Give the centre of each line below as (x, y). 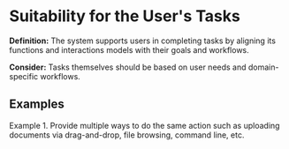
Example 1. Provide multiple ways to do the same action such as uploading (144, 125)
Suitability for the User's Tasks (125, 16)
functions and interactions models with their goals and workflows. (129, 49)
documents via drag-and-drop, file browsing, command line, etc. (127, 135)
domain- (263, 67)
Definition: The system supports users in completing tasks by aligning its (143, 41)
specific (24, 76)
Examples (37, 104)
